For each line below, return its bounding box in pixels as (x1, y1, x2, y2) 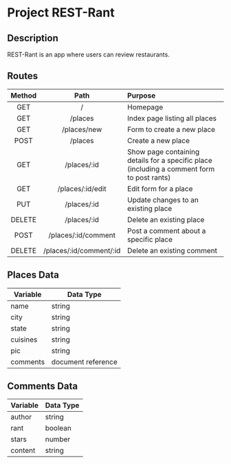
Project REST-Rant (7, 5, 115, 21)
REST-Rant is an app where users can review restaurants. (7, 50, 170, 58)
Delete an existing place (126, 214, 205, 224)
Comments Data (7, 380, 78, 393)
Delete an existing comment (126, 245, 218, 255)
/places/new (61, 124, 102, 134)
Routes (7, 70, 38, 82)
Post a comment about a (126, 225, 206, 235)
